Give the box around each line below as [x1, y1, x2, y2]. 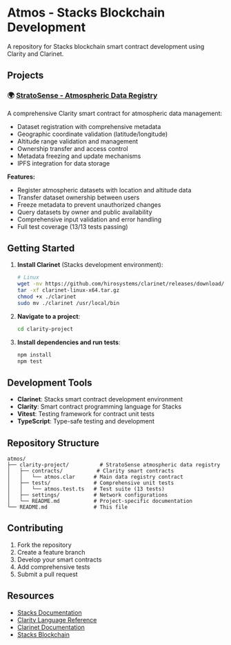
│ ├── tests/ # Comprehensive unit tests [7, 479, 174, 487]
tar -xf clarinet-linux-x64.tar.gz [17, 287, 120, 294]
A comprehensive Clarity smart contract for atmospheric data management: [7, 109, 223, 117]
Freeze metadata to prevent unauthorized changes [17, 200, 161, 208]
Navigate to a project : [17, 312, 81, 320]
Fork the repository [17, 540, 72, 549]
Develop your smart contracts [17, 555, 102, 564]
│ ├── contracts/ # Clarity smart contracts [7, 468, 174, 475]
